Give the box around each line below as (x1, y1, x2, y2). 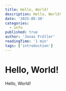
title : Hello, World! (5, 7, 49, 12)
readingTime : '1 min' (5, 39, 49, 44)
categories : (5, 20, 29, 26)
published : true (5, 30, 38, 35)
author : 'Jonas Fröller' (5, 35, 55, 39)
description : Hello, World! (5, 12, 62, 17)
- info (9, 25, 23, 30)
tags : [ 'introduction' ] (5, 43, 53, 48)
